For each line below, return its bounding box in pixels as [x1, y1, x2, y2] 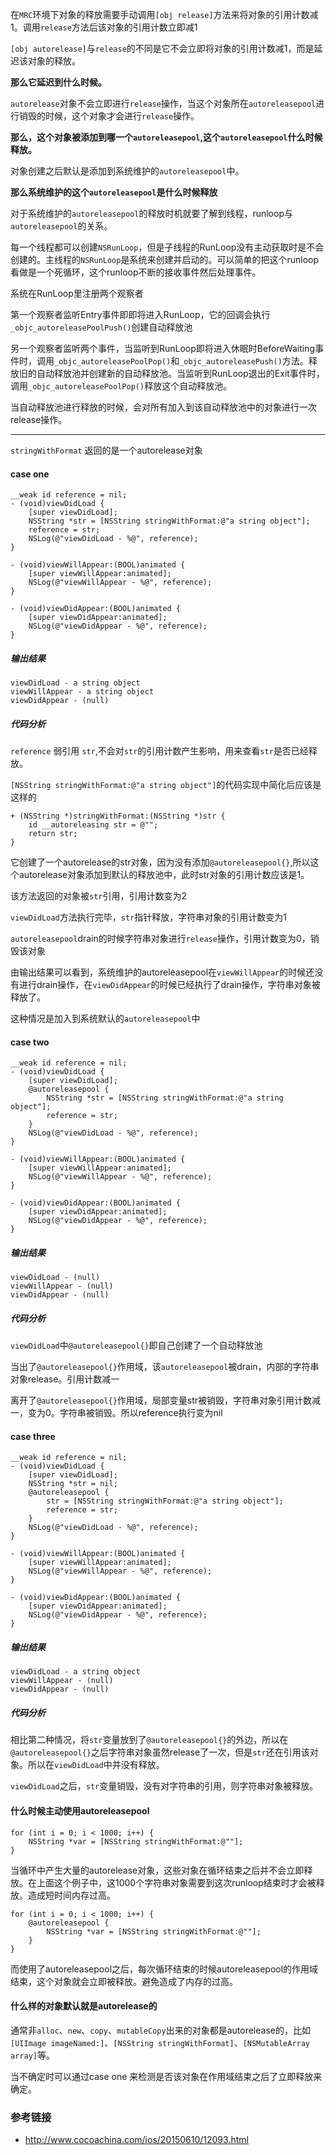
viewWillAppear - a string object [10, 687, 155, 697]
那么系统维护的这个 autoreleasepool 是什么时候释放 [10, 186, 218, 198]
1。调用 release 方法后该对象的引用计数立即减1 [10, 21, 198, 33]
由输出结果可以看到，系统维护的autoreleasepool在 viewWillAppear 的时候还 [10, 966, 315, 978]
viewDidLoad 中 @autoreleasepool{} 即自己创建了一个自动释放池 [10, 1339, 263, 1352]
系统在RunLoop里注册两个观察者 [10, 288, 144, 299]
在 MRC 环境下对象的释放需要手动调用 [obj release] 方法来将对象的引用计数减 [10, 9, 319, 20]
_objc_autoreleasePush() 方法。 [179, 355, 309, 367]
